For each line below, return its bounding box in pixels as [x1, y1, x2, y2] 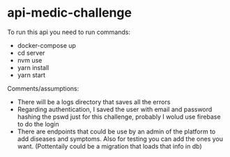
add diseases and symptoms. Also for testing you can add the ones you [17, 134, 223, 143]
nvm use [17, 56, 43, 64]
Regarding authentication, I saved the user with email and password [17, 105, 213, 113]
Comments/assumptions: [7, 84, 79, 92]
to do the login [17, 119, 59, 128]
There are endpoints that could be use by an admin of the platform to [17, 127, 216, 135]
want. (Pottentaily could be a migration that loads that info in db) [17, 142, 202, 150]
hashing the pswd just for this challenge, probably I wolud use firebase [17, 113, 221, 121]
